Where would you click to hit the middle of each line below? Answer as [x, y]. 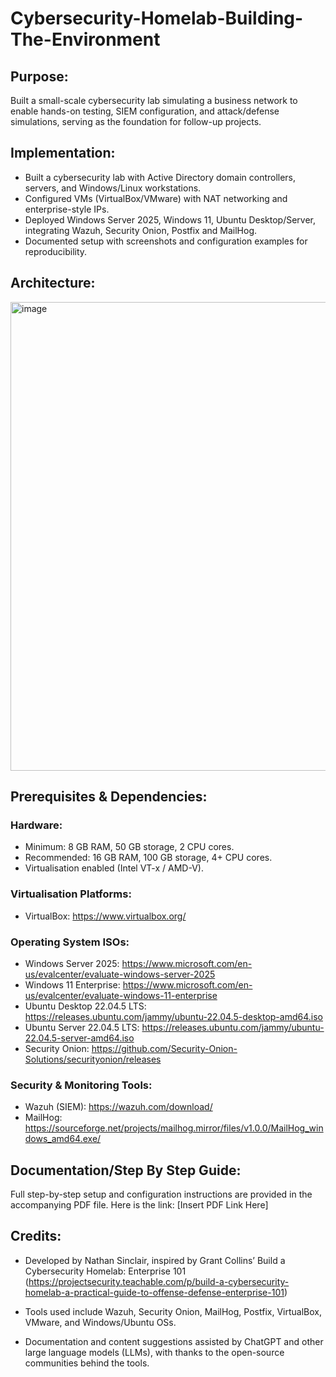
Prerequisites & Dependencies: [109, 797]
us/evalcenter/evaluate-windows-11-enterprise [121, 995]
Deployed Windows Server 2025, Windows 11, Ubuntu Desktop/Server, [170, 219]
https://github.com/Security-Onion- [164, 1048]
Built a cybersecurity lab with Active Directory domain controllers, [160, 177]
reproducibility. [56, 251]
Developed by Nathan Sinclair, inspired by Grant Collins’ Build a [155, 1260]
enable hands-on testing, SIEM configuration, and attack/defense [145, 111]
